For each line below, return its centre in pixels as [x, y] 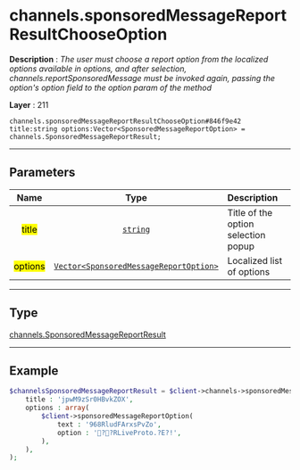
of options [249, 271]
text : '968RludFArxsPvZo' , [109, 425]
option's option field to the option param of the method [111, 87]
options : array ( [58, 408]
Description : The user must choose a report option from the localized [139, 59]
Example [34, 371]
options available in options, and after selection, [98, 69]
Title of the [250, 212]
